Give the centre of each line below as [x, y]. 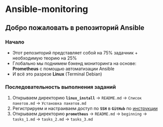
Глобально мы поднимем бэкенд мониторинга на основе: [74, 63]
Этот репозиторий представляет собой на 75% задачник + [75, 52]
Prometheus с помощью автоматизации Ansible [63, 68]
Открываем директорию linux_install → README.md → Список [77, 98]
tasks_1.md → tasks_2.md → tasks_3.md [53, 119]
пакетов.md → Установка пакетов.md [49, 103]
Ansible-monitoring [47, 9]
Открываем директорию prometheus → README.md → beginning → [80, 114]
